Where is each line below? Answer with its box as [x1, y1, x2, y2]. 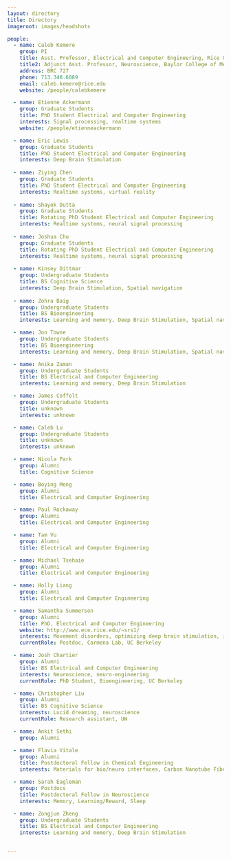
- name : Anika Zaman [13, 361, 72, 367]
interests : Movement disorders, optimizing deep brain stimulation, [19, 633, 220, 640]
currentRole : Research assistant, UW [19, 716, 128, 722]
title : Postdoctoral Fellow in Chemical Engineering [19, 760, 174, 767]
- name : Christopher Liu [13, 690, 85, 697]
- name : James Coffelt [13, 392, 78, 400]
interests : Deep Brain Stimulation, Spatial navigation [19, 284, 184, 292]
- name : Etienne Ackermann [13, 99, 91, 106]
